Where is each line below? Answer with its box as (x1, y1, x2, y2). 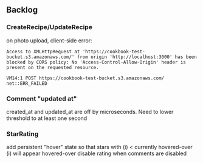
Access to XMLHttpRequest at (6, 48, 80, 55)
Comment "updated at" (6, 94, 77, 102)
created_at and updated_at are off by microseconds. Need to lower (6, 108, 174, 115)
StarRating (6, 130, 39, 138)
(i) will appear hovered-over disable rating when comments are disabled (6, 150, 187, 157)
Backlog (6, 5, 38, 15)
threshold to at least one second (6, 115, 88, 122)
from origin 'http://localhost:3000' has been (77, 54, 198, 60)
